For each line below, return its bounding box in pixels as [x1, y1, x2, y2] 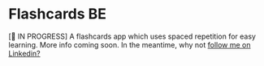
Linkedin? [8, 48, 41, 58]
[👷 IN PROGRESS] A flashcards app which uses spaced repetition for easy [8, 31, 256, 41]
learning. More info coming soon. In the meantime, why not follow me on [8, 39, 251, 49]
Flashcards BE [8, 5, 107, 23]
